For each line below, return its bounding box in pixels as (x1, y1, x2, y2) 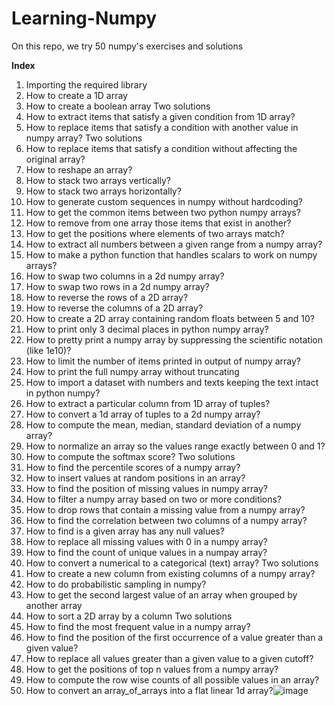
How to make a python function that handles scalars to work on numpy (25, 248, 318, 261)
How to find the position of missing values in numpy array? (25, 482, 268, 494)
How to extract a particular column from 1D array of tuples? (25, 397, 271, 409)
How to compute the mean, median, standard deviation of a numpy (25, 418, 302, 431)
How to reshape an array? (25, 163, 133, 176)
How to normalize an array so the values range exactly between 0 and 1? (25, 440, 326, 452)
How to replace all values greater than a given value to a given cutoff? (25, 652, 314, 664)
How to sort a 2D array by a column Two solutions (25, 610, 233, 622)
